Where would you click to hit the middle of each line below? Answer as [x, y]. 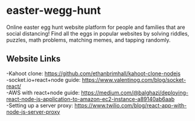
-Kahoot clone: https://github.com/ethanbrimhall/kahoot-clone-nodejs [94, 73]
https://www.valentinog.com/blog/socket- [134, 79]
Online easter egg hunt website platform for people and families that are [96, 27]
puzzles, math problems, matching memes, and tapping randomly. [88, 40]
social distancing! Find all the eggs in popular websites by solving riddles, [98, 33]
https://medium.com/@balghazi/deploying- [135, 92]
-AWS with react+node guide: [43, 92]
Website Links [34, 59]
